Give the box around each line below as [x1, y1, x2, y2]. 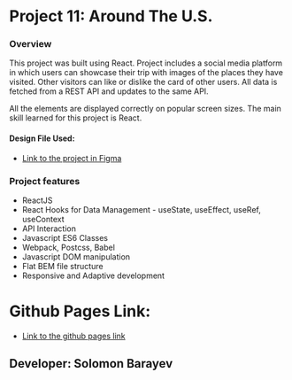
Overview [9, 38, 52, 50]
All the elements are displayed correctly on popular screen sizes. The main [9, 104, 281, 114]
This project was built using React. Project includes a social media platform [9, 58, 283, 68]
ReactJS [21, 195, 53, 206]
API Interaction [21, 223, 77, 234]
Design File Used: [9, 133, 75, 143]
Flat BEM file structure [21, 260, 104, 271]
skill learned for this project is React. [9, 112, 142, 123]
